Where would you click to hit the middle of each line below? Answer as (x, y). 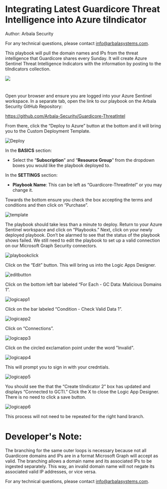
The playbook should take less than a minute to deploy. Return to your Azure (84, 225)
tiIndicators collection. (28, 69)
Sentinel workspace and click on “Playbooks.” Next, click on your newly (79, 230)
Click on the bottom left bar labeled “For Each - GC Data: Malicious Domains (83, 284)
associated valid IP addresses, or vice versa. (51, 472)
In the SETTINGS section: (31, 175)
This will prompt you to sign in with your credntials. (57, 367)
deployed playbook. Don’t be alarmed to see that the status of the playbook (83, 235)
